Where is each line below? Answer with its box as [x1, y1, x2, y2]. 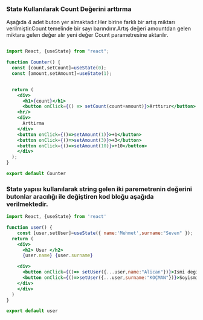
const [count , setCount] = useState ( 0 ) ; [11, 65, 107, 71]
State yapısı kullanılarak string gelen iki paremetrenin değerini [6, 185, 192, 193]
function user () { [6, 225, 53, 231]
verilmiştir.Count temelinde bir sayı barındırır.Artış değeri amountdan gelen [6, 25, 192, 32]
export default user [6, 308, 59, 314]
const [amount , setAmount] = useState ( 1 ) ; [11, 70, 112, 77]
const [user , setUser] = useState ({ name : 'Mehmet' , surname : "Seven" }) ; [17, 230, 193, 236]
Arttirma [22, 120, 45, 127]
